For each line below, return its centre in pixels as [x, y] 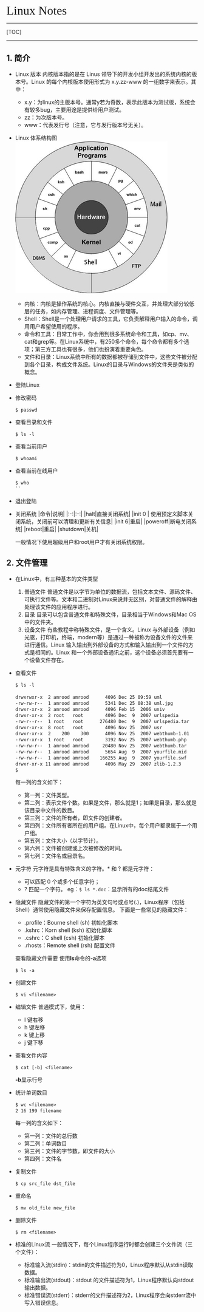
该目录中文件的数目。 [51, 810]
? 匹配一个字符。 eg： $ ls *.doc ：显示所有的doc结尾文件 [96, 889]
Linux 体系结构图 [36, 138]
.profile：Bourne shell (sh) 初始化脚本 [71, 922]
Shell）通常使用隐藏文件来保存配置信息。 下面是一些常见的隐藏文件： [102, 909]
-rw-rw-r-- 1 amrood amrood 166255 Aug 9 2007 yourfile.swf [101, 758]
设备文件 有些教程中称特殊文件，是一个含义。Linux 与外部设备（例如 [110, 630]
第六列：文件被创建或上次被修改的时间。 [75, 848]
